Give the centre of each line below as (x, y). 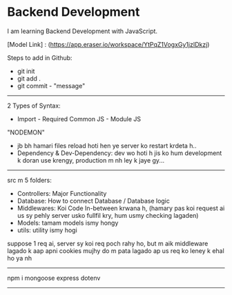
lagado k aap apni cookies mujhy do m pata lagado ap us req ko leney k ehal (116, 251)
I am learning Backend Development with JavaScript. (82, 31)
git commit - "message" (51, 85)
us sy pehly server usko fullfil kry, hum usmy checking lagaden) (108, 215)
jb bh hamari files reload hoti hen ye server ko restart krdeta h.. (107, 145)
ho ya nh (20, 258)
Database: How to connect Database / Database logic (94, 201)
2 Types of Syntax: (34, 105)
